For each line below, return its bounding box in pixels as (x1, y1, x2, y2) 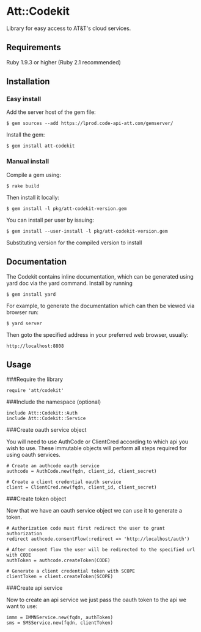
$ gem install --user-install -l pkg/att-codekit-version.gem (6, 228, 168, 234)
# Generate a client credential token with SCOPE (6, 568, 136, 574)
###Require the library (6, 375, 63, 383)
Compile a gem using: (6, 171, 62, 178)
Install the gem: (6, 131, 45, 138)
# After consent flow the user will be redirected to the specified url (6, 547, 196, 553)
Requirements (6, 42, 61, 53)
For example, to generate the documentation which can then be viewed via (6, 302, 195, 309)
